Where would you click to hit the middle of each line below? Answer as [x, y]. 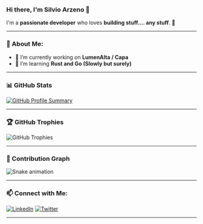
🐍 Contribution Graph [38, 159]
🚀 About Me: [25, 44]
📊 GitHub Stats [29, 85]
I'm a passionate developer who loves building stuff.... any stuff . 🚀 [91, 23]
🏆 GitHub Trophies [35, 122]
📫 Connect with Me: [37, 193]
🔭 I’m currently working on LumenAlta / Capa [72, 57]
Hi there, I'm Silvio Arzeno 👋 [48, 10]
